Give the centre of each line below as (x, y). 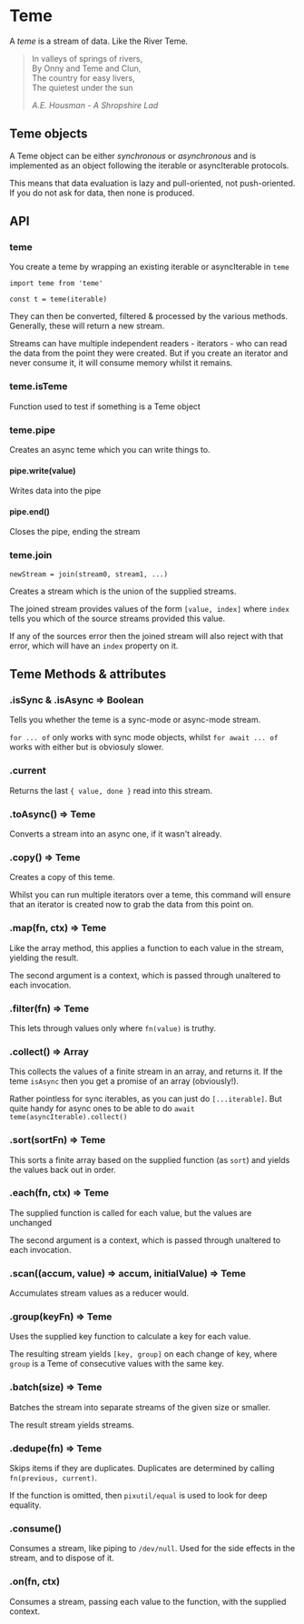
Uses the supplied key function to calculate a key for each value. (130, 1337)
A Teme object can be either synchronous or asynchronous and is (133, 155)
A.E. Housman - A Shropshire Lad (95, 105)
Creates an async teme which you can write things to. (110, 450)
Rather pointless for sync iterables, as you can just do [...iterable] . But (146, 1099)
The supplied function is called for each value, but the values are (131, 1213)
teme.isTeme (39, 386)
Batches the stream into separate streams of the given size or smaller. (140, 1407)
